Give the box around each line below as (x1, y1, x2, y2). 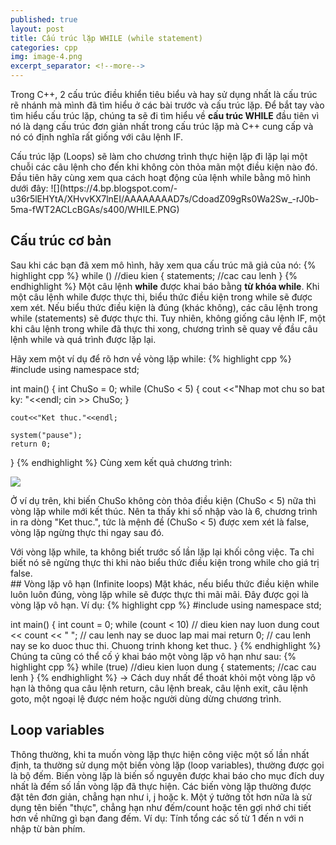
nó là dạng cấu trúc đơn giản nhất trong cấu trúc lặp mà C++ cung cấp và (10, 121, 314, 132)
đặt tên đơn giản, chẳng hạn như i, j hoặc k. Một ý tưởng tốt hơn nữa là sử (10, 791, 312, 803)
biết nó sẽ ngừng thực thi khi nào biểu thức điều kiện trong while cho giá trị (10, 556, 320, 568)
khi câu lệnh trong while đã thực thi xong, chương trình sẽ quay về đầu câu (10, 322, 318, 335)
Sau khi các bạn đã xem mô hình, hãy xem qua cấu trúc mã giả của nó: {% (10, 259, 317, 271)
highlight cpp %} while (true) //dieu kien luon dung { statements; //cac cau (10, 661, 317, 673)
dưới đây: (10, 182, 49, 194)
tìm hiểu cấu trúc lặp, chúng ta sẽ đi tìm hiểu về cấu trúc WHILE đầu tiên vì (10, 110, 320, 121)
